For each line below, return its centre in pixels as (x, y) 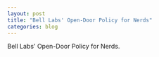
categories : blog (33, 26)
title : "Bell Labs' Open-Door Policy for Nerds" (80, 20)
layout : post (26, 14)
